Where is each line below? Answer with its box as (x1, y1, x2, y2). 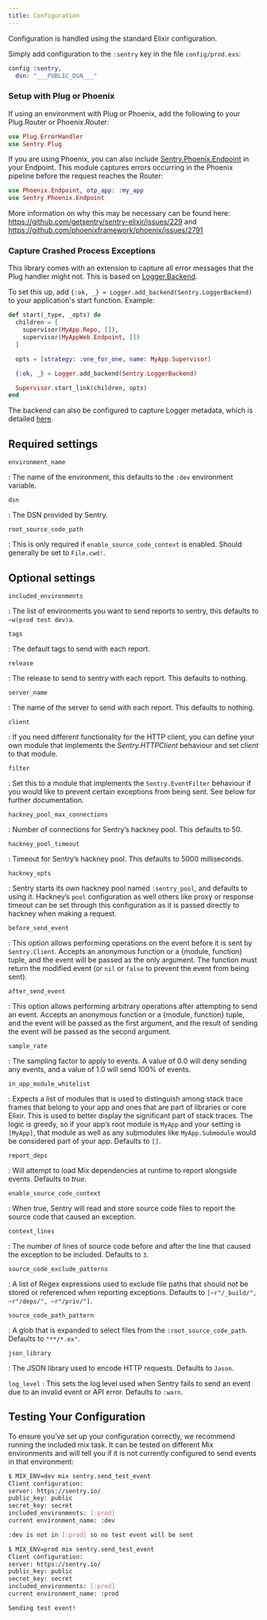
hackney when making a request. (8, 909, 117, 918)
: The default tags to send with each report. (8, 644, 151, 653)
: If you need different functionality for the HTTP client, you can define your (8, 732, 255, 742)
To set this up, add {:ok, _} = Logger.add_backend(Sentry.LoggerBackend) (8, 288, 253, 297)
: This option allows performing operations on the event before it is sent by (8, 937, 253, 948)
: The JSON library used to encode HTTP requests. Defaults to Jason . (8, 1363, 234, 1372)
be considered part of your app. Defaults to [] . (8, 1136, 161, 1145)
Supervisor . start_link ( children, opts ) (15, 384, 148, 392)
